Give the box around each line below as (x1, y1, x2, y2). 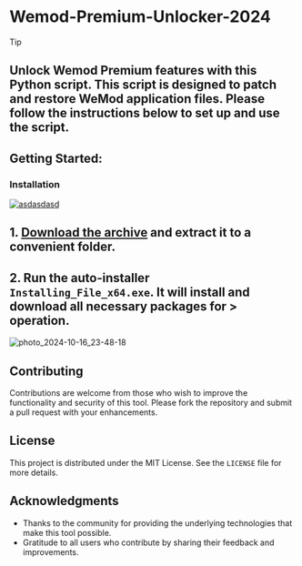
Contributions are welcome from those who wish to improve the (9, 388, 248, 399)
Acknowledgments (9, 493, 120, 509)
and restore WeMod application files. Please (9, 91, 266, 106)
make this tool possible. (22, 527, 112, 538)
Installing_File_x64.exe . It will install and (9, 284, 250, 299)
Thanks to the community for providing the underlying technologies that (22, 517, 293, 529)
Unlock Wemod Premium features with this (9, 63, 257, 78)
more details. (9, 467, 59, 478)
